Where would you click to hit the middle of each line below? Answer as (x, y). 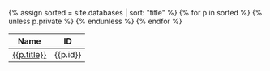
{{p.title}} (30, 54)
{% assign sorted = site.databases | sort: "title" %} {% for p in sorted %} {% (135, 13)
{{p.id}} (68, 54)
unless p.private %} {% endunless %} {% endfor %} (95, 21)
